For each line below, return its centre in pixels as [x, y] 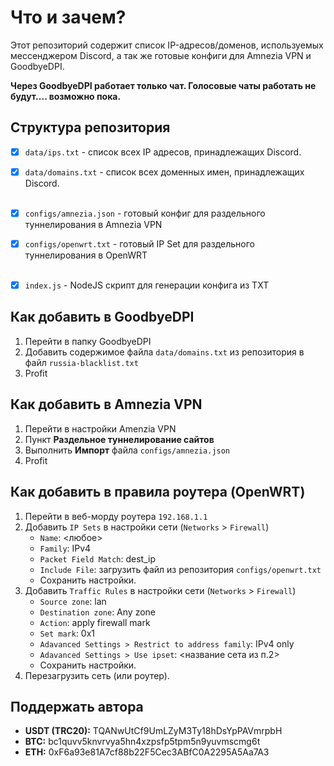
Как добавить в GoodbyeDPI [102, 317]
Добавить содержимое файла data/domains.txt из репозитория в [164, 352]
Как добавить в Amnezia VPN [106, 404]
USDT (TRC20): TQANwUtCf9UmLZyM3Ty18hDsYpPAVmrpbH [153, 731]
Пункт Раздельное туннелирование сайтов [119, 439]
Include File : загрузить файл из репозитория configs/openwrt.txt [180, 569]
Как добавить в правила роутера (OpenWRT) [158, 492]
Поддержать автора [77, 706]
